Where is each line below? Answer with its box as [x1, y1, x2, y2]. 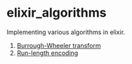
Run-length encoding [16, 49, 79, 57]
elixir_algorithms [6, 5, 107, 21]
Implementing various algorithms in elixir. [6, 28, 126, 36]
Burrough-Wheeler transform [16, 41, 101, 49]
